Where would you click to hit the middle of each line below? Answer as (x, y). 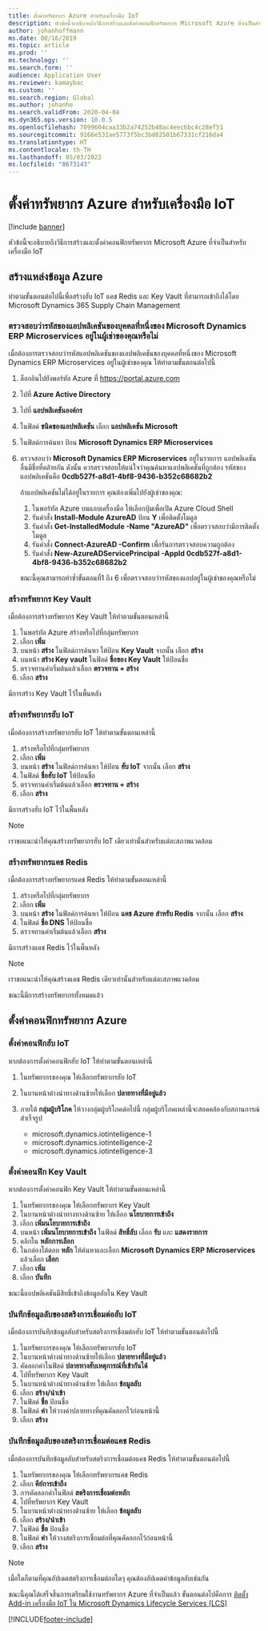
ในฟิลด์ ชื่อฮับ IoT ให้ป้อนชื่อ (58, 775)
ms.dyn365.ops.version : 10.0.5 (60, 120)
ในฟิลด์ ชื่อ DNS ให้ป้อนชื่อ (56, 923)
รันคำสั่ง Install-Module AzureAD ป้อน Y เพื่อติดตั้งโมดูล (114, 518)
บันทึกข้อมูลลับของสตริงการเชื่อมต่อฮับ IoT (73, 1314)
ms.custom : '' (32, 90)
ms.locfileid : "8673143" (50, 165)
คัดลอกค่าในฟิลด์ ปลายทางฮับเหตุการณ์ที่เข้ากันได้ (84, 1366)
